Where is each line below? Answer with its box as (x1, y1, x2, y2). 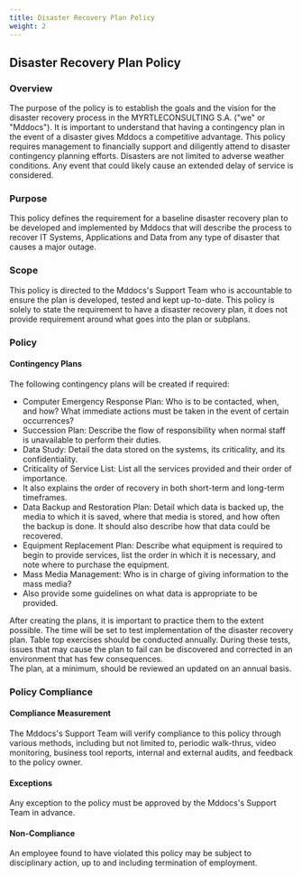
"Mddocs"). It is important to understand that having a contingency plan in (9, 122, 286, 133)
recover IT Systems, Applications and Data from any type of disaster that (9, 232, 280, 243)
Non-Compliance (9, 827, 76, 838)
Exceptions (9, 778, 52, 788)
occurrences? (22, 415, 75, 425)
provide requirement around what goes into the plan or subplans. (9, 313, 251, 324)
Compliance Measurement (9, 708, 111, 719)
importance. (22, 472, 68, 483)
